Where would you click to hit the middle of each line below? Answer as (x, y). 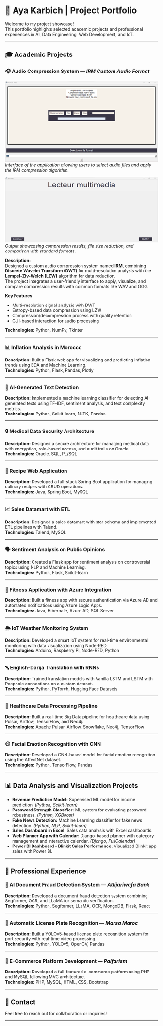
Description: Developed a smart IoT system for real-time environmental (76, 640)
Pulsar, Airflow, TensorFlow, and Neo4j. (44, 722)
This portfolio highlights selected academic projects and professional (74, 29)
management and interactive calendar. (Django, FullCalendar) (74, 841)
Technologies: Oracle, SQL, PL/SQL (41, 454)
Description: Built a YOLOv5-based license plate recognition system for (77, 934)
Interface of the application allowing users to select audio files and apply (78, 165)
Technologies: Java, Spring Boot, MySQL (47, 492)
